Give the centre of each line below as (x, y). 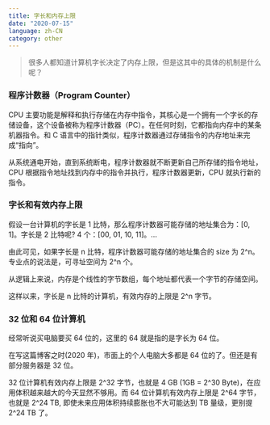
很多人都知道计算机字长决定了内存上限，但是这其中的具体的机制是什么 (145, 62)
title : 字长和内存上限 (42, 16)
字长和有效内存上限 (46, 205)
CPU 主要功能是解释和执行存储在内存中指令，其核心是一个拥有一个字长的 (130, 115)
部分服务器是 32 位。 (43, 365)
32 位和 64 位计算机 (47, 318)
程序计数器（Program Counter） (72, 95)
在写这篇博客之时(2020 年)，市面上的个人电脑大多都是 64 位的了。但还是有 (133, 356)
